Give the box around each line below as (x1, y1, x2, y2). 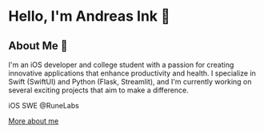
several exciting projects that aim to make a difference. (8, 85, 190, 95)
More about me (8, 116, 59, 126)
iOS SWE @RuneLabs (8, 101, 80, 110)
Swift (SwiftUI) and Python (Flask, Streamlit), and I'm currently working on (8, 77, 252, 86)
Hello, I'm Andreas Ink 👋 (8, 7, 170, 25)
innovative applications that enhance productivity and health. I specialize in (8, 68, 256, 78)
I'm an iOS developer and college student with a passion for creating (8, 60, 234, 69)
